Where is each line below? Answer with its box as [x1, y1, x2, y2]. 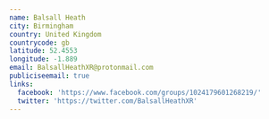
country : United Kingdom [9, 30, 102, 38]
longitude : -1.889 [9, 55, 78, 64]
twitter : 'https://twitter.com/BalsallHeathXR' [17, 96, 198, 106]
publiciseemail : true [9, 72, 90, 81]
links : [9, 80, 34, 89]
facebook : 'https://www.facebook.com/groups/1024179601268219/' [17, 88, 262, 97]
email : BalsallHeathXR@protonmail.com [9, 64, 154, 72]
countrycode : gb [9, 38, 70, 47]
